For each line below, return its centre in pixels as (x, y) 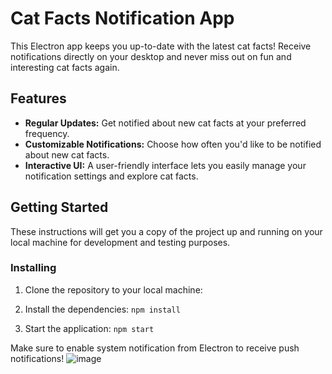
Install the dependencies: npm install (102, 309)
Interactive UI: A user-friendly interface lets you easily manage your (165, 165)
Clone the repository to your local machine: (113, 289)
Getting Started (59, 207)
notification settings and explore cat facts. (111, 176)
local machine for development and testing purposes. (120, 242)
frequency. (47, 133)
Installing (33, 268)
